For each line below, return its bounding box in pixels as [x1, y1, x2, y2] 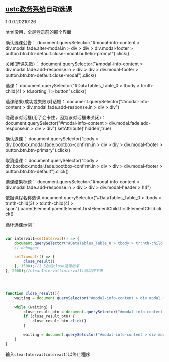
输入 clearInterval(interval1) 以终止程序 [5, 351, 91, 357]
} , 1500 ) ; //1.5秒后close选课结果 [14, 264, 80, 269]
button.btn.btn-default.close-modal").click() [5, 72, 97, 78]
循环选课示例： [5, 221, 36, 228]
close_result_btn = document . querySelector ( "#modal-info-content [23, 309, 163, 314]
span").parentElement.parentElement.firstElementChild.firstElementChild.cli [5, 205, 162, 211]
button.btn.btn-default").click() [5, 168, 69, 174]
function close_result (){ [5, 291, 59, 296]
